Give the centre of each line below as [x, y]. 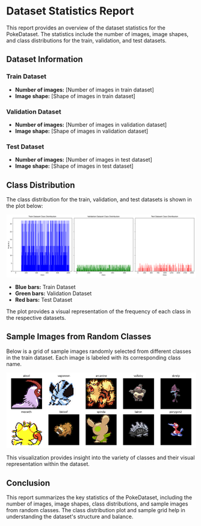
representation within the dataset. [48, 464]
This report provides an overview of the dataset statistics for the [86, 28]
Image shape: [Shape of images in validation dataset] [82, 131]
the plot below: [25, 206]
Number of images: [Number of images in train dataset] [85, 90]
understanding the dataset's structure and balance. [70, 517]
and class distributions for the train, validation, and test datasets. [86, 40]
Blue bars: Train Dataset [45, 287]
